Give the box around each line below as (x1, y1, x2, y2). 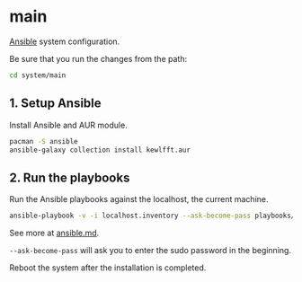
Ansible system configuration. (9, 36, 120, 47)
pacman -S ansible (9, 137, 78, 145)
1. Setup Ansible (9, 96, 102, 111)
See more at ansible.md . (9, 227, 100, 239)
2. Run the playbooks (9, 170, 130, 185)
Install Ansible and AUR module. (9, 119, 128, 130)
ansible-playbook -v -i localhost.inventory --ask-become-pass (9, 211, 252, 221)
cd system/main (9, 70, 67, 80)
